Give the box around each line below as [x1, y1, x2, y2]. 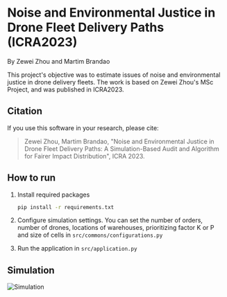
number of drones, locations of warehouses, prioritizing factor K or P [17, 224, 215, 232]
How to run [7, 172, 56, 184]
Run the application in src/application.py [17, 244, 137, 253]
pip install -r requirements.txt [17, 204, 115, 210]
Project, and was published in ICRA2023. [7, 85, 124, 93]
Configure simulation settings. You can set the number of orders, [17, 216, 203, 224]
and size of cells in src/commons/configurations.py [17, 231, 163, 240]
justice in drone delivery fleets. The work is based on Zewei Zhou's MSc [7, 78, 214, 86]
